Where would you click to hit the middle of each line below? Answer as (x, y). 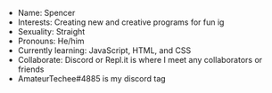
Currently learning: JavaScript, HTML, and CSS (104, 50)
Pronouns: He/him (51, 41)
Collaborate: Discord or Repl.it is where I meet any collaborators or (140, 60)
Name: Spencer (46, 13)
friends (31, 69)
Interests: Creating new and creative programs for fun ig (121, 22)
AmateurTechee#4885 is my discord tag (92, 78)
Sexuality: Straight (51, 31)
